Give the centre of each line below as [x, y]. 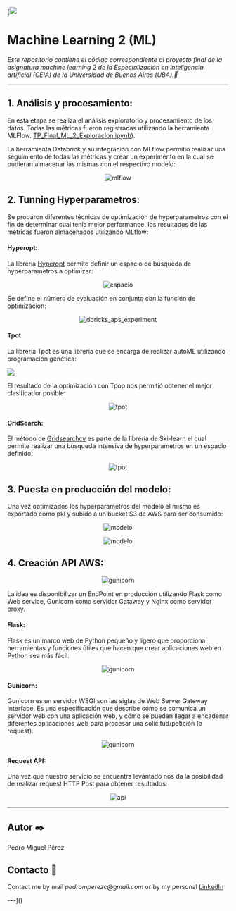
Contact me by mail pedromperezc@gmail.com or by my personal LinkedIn [116, 887]
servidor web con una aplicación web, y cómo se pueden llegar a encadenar [118, 716]
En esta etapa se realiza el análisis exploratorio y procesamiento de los [110, 120]
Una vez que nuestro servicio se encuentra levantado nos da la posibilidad [115, 776]
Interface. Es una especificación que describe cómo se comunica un [106, 709]
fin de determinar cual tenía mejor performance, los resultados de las [107, 224]
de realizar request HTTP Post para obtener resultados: [87, 784]
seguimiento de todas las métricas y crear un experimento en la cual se [111, 156]
